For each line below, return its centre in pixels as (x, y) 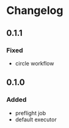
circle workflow (34, 63)
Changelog (35, 11)
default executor (36, 120)
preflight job (31, 113)
